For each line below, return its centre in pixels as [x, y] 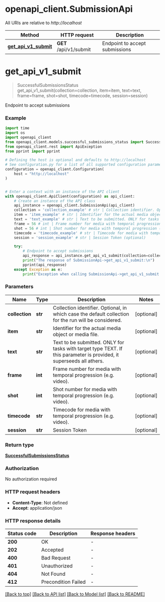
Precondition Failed [63, 582]
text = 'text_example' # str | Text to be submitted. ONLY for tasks [87, 219]
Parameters [19, 286]
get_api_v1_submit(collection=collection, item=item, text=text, [79, 90]
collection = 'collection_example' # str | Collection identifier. [84, 210]
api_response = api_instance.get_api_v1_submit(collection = [85, 256]
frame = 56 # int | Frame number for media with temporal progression [88, 224]
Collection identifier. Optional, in [90, 308]
